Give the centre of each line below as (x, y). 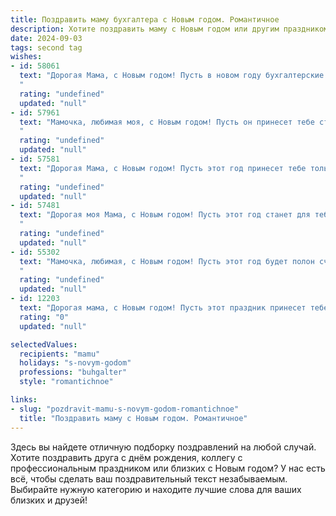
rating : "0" (44, 317)
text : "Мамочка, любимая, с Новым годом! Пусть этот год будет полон (167, 261)
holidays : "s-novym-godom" (75, 363)
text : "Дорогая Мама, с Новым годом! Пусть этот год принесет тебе (163, 168)
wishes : (26, 57)
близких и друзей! (49, 500)
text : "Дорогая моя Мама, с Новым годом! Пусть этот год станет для (165, 215)
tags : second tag (46, 47)
